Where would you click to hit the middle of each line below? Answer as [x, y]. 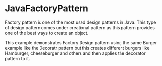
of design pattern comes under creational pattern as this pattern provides [80, 27]
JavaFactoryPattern [47, 9]
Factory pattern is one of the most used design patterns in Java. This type [81, 22]
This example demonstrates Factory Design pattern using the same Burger [81, 42]
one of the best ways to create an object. [47, 33]
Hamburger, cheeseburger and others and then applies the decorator [75, 53]
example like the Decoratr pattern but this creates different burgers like [77, 48]
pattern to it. [18, 58]
